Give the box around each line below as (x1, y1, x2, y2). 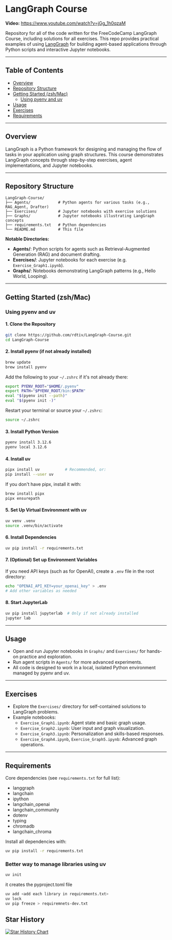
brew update (5, 360, 31, 365)
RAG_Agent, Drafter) (5, 204, 50, 210)
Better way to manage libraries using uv (5, 860, 106, 868)
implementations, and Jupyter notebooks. (5, 162, 93, 168)
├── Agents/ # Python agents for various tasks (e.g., (5, 200, 150, 205)
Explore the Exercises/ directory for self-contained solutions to (12, 703, 146, 709)
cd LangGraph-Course (5, 337, 50, 342)
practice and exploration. (19, 653, 73, 660)
